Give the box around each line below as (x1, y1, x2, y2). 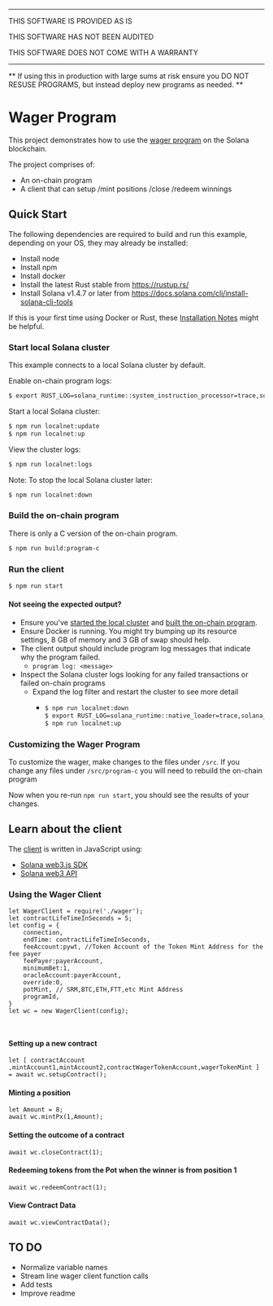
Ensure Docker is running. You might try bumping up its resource (19, 626, 237, 636)
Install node (19, 253, 59, 263)
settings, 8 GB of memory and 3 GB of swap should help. (19, 634, 211, 644)
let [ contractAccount (8, 1056, 85, 1065)
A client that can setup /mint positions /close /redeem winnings (19, 184, 232, 194)
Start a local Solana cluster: (8, 406, 101, 416)
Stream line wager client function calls (19, 1271, 149, 1281)
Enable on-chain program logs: (8, 376, 112, 386)
